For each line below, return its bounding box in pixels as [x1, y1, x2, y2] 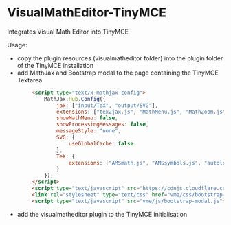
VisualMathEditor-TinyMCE [7, 5, 167, 21]
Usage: [7, 40, 27, 49]
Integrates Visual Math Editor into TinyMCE [7, 27, 129, 36]
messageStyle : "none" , [56, 128, 122, 134]
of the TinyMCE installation [16, 61, 94, 69]
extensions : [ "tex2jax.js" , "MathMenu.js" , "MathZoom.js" [56, 108, 226, 115]
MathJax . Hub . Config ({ [43, 95, 107, 102]
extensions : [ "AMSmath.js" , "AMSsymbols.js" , [68, 159, 201, 166]
